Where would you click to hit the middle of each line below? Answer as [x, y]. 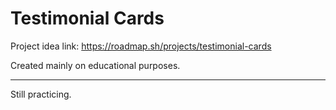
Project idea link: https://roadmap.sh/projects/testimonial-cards [141, 46]
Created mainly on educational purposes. [95, 65]
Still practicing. [41, 94]
